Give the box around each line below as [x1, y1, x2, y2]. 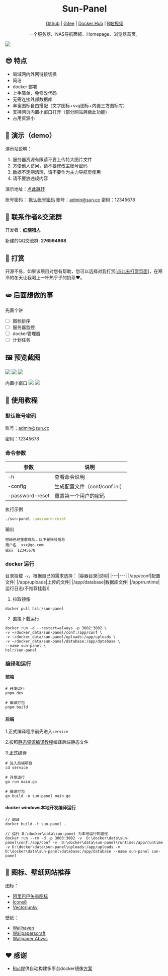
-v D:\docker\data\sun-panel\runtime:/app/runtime [52, 840, 163, 845]
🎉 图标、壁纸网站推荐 [5, 868, 71, 877]
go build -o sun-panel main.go [5, 793, 71, 799]
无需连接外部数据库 [12, 96, 53, 102]
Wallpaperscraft [12, 930, 46, 936]
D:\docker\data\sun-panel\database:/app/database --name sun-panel [5, 849, 150, 854]
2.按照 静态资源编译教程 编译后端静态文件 [5, 739, 89, 745]
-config [8, 483, 27, 490]
